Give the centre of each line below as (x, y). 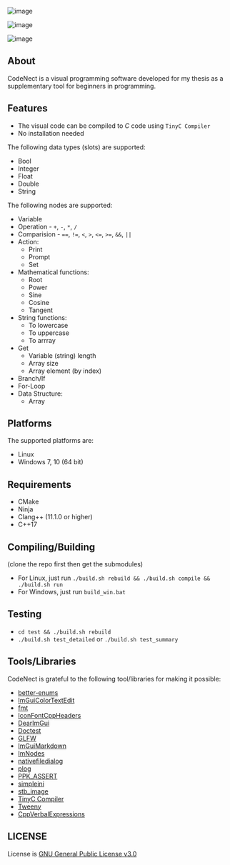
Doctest (29, 730)
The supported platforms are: (51, 441)
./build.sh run (40, 585)
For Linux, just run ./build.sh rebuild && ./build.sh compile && (114, 578)
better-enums (38, 692)
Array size (43, 363)
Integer (28, 169)
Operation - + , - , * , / (47, 226)
